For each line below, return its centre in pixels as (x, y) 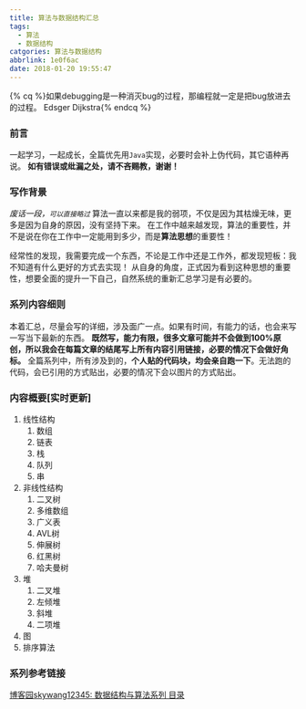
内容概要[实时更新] (51, 398)
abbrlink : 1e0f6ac (44, 60)
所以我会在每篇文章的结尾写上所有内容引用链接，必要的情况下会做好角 (157, 349)
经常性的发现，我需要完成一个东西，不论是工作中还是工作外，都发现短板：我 (153, 255)
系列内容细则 (38, 305)
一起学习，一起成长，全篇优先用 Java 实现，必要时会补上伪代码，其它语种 (145, 155)
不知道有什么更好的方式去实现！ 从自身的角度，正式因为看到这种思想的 (142, 267)
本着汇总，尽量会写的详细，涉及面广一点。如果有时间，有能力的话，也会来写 (153, 326)
